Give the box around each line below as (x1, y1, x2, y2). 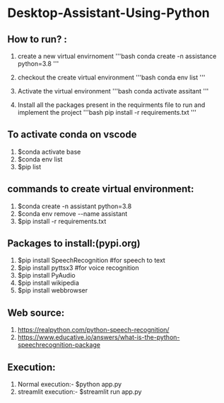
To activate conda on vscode (7, 129, 137, 141)
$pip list (17, 162, 42, 171)
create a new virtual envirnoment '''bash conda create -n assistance (17, 52, 217, 60)
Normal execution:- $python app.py (17, 380, 122, 389)
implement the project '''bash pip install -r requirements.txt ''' (17, 108, 196, 116)
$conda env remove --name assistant (17, 209, 128, 217)
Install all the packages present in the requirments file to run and (17, 101, 206, 109)
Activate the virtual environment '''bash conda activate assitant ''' (17, 87, 209, 95)
